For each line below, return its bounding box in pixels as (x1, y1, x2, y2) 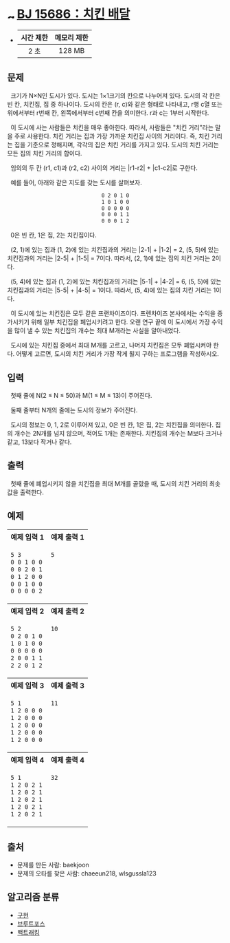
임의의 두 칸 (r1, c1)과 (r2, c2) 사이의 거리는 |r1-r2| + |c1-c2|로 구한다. (10, 163, 198, 172)
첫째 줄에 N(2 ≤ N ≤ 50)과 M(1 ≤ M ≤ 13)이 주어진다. (10, 391, 152, 399)
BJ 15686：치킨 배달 (16, 6, 130, 22)
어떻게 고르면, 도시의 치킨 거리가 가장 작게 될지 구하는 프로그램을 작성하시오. (16, 350, 220, 358)
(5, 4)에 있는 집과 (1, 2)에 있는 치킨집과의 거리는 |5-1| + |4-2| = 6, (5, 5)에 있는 (10, 277, 222, 286)
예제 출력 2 (50, 606, 84, 616)
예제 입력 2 (10, 606, 45, 616)
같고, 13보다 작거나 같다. (7, 438, 72, 446)
